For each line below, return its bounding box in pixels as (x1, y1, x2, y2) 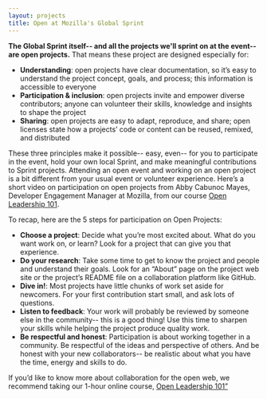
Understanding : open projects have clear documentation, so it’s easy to (19, 65, 257, 74)
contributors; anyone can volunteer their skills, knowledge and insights (19, 99, 253, 109)
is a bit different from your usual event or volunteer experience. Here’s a (8, 173, 245, 184)
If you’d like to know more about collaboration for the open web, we (8, 373, 230, 382)
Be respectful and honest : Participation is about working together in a (19, 332, 251, 342)
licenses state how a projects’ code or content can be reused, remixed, (19, 124, 253, 134)
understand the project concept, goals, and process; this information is (19, 73, 253, 83)
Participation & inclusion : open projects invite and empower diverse (19, 90, 245, 100)
